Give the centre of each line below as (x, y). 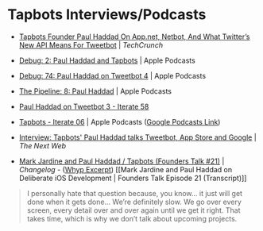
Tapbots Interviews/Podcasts (107, 15)
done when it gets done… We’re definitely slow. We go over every (134, 202)
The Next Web (43, 145)
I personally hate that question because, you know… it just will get (135, 193)
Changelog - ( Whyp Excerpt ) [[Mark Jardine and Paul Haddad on (126, 169)
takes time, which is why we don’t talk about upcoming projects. (132, 218)
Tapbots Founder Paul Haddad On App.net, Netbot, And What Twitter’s (134, 37)
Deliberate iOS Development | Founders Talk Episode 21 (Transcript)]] (133, 178)
